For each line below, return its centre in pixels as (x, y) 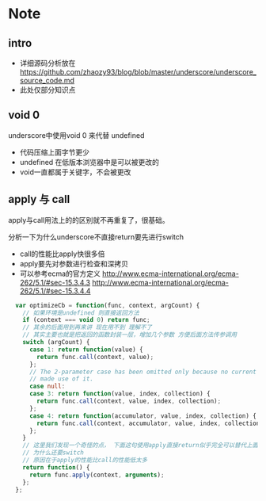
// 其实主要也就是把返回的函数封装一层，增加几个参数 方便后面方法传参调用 (130, 335)
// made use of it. (61, 379)
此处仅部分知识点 (47, 90)
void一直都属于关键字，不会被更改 (75, 172)
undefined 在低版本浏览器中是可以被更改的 (89, 162)
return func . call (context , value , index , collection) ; (129, 401)
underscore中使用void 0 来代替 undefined (76, 135)
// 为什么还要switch (53, 453)
